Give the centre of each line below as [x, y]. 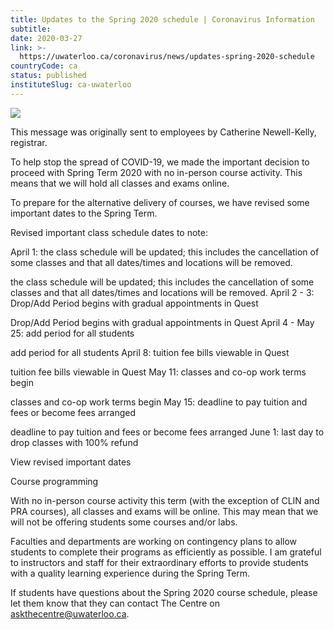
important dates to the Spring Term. [84, 213]
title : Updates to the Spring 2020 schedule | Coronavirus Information [162, 19]
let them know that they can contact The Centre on [115, 603]
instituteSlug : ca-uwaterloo [71, 85]
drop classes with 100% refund [74, 442]
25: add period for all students [72, 333]
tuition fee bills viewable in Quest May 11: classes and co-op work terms [158, 372]
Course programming [54, 481]
